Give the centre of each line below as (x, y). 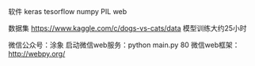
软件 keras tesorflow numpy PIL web (68, 11)
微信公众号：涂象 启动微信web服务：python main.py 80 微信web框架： (124, 45)
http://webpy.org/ (37, 54)
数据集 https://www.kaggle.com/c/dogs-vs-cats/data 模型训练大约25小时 (127, 28)
